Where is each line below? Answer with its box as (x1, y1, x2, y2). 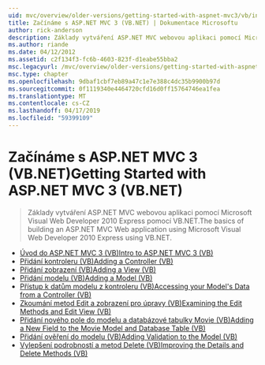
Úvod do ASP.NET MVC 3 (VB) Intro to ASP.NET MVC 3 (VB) (19, 248, 214, 257)
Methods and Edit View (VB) (19, 307, 112, 316)
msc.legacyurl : (8, 63, 58, 71)
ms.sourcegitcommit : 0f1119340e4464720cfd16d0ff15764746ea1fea (8, 84, 221, 93)
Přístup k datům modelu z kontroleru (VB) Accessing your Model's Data (19, 281, 250, 291)
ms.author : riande (8, 41, 69, 49)
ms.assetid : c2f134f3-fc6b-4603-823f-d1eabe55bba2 (8, 56, 178, 64)
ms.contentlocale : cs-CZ (8, 99, 90, 107)
